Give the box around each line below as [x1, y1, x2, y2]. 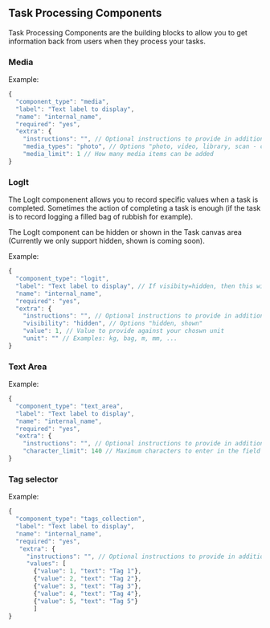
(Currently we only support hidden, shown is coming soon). [8, 236, 205, 246]
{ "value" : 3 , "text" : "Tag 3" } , [33, 582, 142, 590]
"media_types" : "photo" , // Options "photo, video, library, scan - [22, 142, 257, 151]
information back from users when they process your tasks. [8, 36, 207, 46]
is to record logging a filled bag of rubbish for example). [8, 212, 193, 222]
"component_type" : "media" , [15, 97, 110, 105]
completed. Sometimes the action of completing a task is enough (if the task [8, 203, 261, 213]
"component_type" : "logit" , [15, 275, 110, 283]
